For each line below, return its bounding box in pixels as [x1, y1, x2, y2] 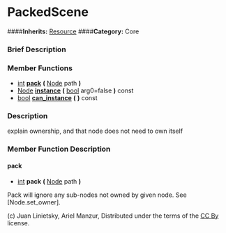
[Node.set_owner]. [7, 198, 61, 206]
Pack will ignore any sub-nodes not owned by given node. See [7, 191, 187, 199]
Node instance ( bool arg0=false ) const [17, 86, 134, 95]
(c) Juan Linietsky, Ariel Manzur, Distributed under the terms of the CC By [7, 211, 219, 220]
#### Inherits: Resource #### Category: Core [7, 27, 140, 35]
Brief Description [7, 45, 66, 54]
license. [7, 218, 30, 227]
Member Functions [7, 63, 73, 73]
